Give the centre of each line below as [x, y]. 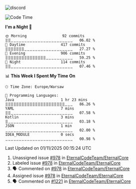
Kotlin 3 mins [40, 117]
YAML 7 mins [40, 109]
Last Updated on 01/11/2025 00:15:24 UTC [48, 148]
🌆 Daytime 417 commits [45, 45]
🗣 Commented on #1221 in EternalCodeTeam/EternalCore [71, 181]
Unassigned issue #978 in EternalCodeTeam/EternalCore [70, 158]
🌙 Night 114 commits [45, 62]
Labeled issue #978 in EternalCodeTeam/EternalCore [66, 163]
